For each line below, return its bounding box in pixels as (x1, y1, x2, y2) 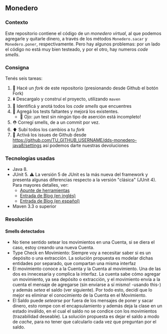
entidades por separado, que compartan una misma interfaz (12, 261, 136, 267)
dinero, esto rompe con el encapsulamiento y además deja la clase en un (12, 303, 163, 309)
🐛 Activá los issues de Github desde (12, 132, 87, 138)
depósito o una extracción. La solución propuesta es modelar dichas (12, 255, 154, 261)
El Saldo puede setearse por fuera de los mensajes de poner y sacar (12, 298, 154, 304)
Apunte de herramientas (19, 187, 70, 194)
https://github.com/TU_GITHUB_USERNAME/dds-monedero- (12, 137, 137, 143)
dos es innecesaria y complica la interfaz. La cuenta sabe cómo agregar (12, 271, 161, 277)
